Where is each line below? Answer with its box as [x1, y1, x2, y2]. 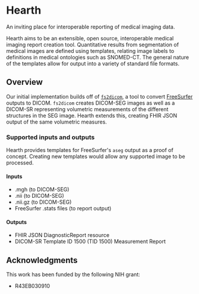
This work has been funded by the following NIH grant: [6, 271, 141, 278]
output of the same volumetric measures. [6, 118, 107, 125]
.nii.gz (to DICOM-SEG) [14, 198, 72, 206]
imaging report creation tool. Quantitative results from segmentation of [6, 41, 179, 48]
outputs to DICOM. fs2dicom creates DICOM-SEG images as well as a [6, 99, 175, 106]
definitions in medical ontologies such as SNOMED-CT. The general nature [6, 53, 189, 61]
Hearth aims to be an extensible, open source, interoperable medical [6, 34, 174, 42]
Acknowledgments [6, 255, 78, 265]
